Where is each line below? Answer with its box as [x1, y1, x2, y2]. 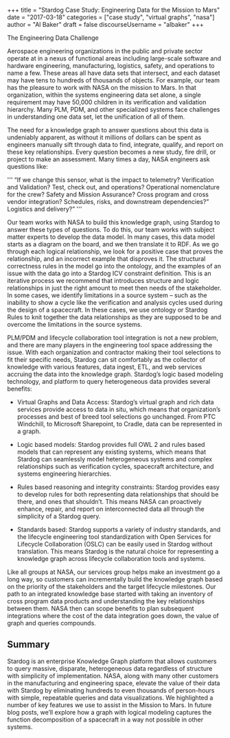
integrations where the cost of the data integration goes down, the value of [7, 612, 220, 620]
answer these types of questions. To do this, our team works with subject [7, 226, 215, 233]
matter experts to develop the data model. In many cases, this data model [7, 233, 215, 241]
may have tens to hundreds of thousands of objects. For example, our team [7, 76, 220, 84]
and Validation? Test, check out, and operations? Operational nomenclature [7, 183, 220, 191]
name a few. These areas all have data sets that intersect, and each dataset [7, 69, 221, 77]
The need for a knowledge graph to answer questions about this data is [7, 126, 209, 134]
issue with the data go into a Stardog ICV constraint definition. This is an [7, 269, 211, 277]
